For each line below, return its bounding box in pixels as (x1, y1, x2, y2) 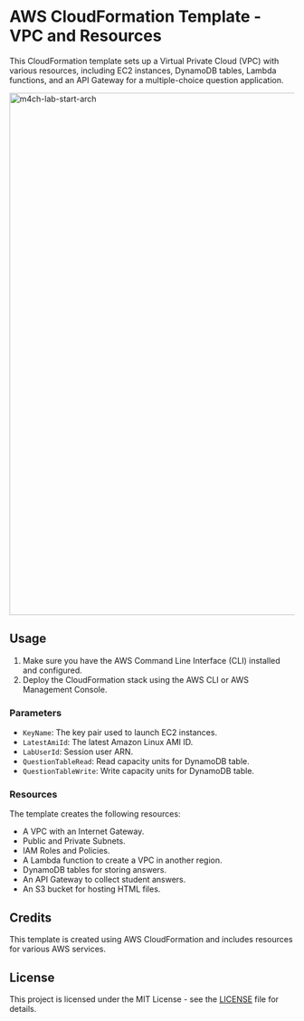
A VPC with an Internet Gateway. (22, 826, 145, 837)
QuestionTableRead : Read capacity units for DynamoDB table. (22, 756, 251, 767)
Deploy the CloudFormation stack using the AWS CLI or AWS (22, 674, 250, 685)
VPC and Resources (9, 25, 162, 46)
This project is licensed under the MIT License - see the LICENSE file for (9, 993, 279, 1005)
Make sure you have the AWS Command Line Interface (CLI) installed (22, 655, 280, 666)
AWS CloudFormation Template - (9, 6, 262, 27)
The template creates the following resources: (9, 808, 181, 819)
